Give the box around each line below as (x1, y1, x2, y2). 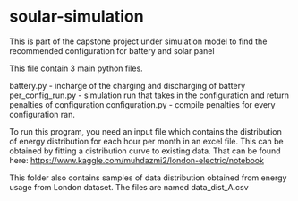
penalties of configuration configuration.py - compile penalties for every (9, 99, 276, 109)
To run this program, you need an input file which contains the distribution (9, 126, 282, 136)
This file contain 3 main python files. (9, 63, 143, 74)
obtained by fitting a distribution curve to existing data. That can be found (9, 145, 281, 156)
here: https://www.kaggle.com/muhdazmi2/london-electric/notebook (9, 154, 264, 165)
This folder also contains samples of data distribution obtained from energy (9, 172, 287, 183)
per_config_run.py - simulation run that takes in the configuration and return (9, 90, 289, 100)
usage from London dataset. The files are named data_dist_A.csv (9, 181, 249, 192)
